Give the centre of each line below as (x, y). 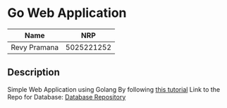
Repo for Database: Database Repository (67, 97)
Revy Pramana (35, 47)
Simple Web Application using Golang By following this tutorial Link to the (114, 89)
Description (33, 72)
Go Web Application (67, 13)
